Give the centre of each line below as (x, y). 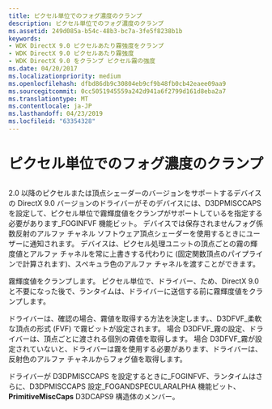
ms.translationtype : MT (49, 99)
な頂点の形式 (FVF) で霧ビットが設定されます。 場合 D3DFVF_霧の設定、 (129, 329)
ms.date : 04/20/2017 (43, 69)
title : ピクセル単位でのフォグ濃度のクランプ (75, 16)
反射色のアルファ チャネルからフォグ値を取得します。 (98, 359)
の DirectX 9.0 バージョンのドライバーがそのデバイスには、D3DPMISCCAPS (135, 203)
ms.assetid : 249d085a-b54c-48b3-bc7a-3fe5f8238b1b (96, 31)
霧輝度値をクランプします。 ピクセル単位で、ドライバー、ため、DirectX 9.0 (134, 281)
